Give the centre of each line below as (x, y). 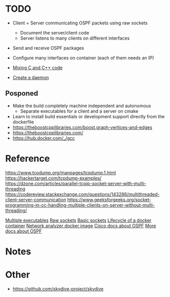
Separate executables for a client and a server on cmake (79, 111)
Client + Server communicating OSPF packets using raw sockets (80, 23)
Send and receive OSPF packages (48, 48)
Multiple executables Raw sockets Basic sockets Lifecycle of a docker (78, 220)
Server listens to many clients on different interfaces (75, 38)
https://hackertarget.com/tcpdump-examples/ (53, 178)
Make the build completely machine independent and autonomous (82, 106)
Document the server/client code (55, 32)
